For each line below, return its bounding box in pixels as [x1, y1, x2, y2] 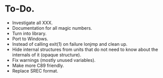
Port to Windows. [12, 36, 49, 42]
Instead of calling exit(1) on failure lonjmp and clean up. [12, 41, 128, 47]
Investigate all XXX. [12, 20, 53, 26]
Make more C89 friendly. [12, 62, 64, 68]
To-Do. [5, 3, 35, 15]
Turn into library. [12, 30, 47, 36]
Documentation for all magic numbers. [12, 25, 92, 31]
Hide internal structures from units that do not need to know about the [12, 46, 158, 52]
